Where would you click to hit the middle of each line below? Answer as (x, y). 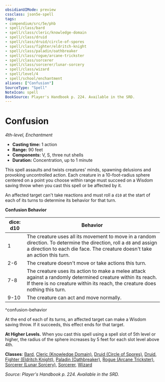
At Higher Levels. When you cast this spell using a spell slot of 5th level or (81, 334)
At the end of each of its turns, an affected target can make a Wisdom (76, 319)
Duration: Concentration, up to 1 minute (52, 160)
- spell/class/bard (25, 28)
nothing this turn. (46, 290)
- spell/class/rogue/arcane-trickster (45, 56)
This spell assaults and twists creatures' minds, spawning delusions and (78, 170)
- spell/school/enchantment (34, 78)
